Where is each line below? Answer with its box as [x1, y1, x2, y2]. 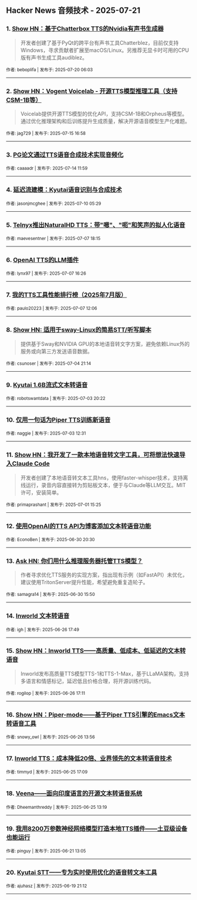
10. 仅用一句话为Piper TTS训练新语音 [6, 415, 111, 424]
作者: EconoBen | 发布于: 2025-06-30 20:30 [6, 536, 95, 542]
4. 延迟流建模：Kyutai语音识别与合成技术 [6, 186, 122, 194]
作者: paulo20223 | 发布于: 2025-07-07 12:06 [6, 305, 98, 312]
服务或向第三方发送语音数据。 [20, 348, 93, 355]
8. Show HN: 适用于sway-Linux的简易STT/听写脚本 [6, 326, 151, 334]
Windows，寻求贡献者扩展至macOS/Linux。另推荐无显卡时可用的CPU [20, 46, 189, 54]
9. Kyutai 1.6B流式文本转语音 [6, 381, 88, 389]
